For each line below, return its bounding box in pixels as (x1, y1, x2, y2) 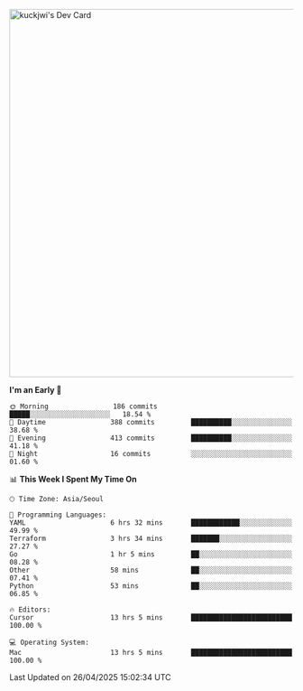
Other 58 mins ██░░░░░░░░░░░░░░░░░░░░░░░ (9, 565, 293, 574)
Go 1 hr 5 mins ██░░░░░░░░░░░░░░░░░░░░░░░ (9, 550, 293, 559)
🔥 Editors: (9, 605, 51, 614)
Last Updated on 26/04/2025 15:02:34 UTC (9, 672, 171, 682)
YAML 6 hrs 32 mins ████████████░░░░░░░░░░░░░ (9, 518, 293, 528)
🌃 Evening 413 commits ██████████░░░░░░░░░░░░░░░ (9, 434, 293, 443)
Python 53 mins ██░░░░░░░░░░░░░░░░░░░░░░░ (9, 582, 293, 591)
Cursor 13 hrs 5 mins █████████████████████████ (9, 613, 293, 622)
